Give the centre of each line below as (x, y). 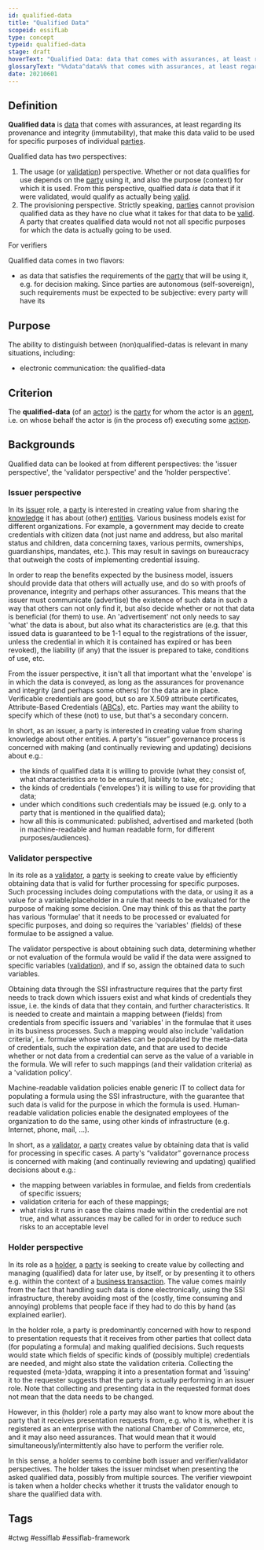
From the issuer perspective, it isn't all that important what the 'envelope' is (130, 674)
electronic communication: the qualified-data (92, 368)
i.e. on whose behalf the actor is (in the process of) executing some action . (129, 421)
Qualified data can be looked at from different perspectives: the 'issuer (123, 464)
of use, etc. (26, 659)
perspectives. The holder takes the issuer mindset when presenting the (123, 1469)
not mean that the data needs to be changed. (81, 1397)
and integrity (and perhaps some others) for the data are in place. (114, 691)
